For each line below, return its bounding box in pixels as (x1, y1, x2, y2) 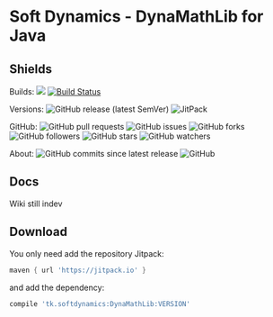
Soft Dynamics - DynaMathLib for (9, 6, 264, 27)
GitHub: (9, 122, 38, 131)
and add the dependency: (9, 282, 105, 293)
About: (9, 149, 34, 158)
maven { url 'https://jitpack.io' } (9, 266, 146, 275)
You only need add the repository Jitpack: (9, 248, 164, 258)
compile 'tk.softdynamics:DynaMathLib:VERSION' (9, 299, 191, 308)
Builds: (9, 86, 35, 96)
